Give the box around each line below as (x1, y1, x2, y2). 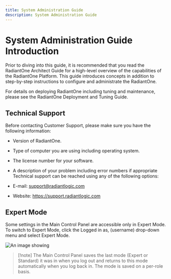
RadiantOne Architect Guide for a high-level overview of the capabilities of (5, 68, 162, 74)
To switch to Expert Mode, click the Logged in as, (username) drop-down (5, 227, 160, 233)
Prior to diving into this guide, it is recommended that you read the (5, 62, 144, 68)
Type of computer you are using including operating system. (12, 148, 140, 154)
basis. (17, 269, 31, 275)
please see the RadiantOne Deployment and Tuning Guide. (5, 94, 129, 100)
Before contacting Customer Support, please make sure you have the (5, 123, 151, 129)
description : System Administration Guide (5, 12, 97, 17)
